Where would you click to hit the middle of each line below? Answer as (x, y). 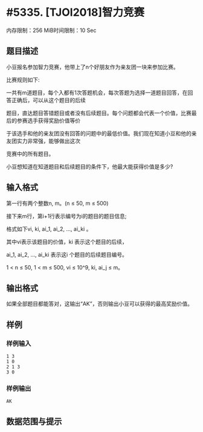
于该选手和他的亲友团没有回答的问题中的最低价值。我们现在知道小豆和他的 (99, 133)
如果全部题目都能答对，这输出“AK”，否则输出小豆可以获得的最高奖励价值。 (100, 304)
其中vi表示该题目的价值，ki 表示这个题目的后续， (67, 242)
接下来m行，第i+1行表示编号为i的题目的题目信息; (66, 216)
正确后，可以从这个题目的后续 (48, 100)
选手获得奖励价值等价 (53, 120)
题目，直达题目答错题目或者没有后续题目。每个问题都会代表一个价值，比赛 (99, 113)
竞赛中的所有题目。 (30, 153)
